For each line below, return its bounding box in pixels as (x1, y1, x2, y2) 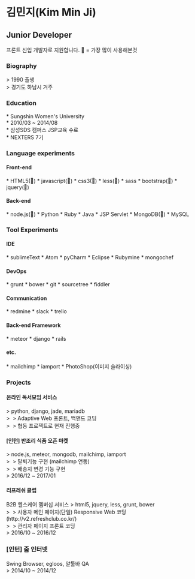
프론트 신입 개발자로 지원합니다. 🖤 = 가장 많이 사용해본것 (6, 46, 138, 53)
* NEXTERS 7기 (6, 133, 44, 141)
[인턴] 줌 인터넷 (6, 545, 48, 554)
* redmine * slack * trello (6, 308, 67, 315)
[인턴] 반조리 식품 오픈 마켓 (6, 437, 69, 444)
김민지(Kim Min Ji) (6, 5, 97, 19)
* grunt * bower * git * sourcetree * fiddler (6, 281, 111, 288)
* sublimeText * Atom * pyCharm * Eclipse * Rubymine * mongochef (6, 254, 174, 261)
